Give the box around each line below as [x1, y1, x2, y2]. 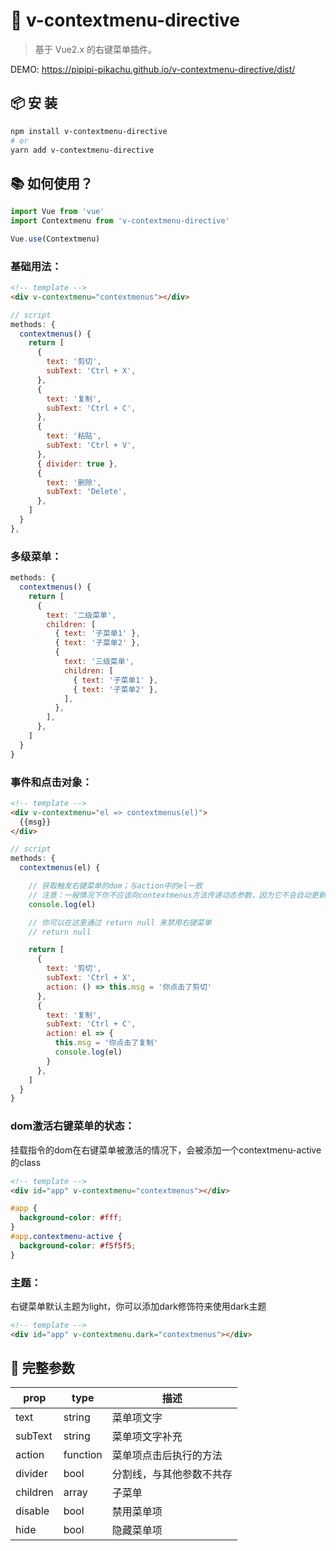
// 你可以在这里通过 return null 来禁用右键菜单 [28, 917, 212, 928]
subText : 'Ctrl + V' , [46, 440, 137, 451]
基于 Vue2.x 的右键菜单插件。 [34, 43, 157, 55]
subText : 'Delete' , [46, 487, 128, 497]
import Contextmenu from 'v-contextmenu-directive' [10, 216, 230, 226]
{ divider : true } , [36, 459, 118, 469]
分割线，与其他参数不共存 [111, 1467, 233, 1481]
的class [10, 1156, 42, 1168]
